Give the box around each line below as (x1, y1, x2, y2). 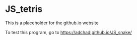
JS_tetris (5, 3, 43, 15)
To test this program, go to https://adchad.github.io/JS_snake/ (5, 29, 132, 35)
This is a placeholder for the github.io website (5, 20, 99, 26)
